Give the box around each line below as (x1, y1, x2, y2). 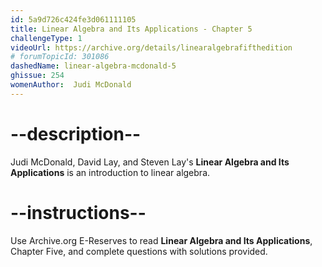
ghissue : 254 (10, 71, 65, 81)
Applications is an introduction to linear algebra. (10, 166, 211, 178)
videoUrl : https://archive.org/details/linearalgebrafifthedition (10, 42, 293, 53)
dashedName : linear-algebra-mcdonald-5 (10, 61, 177, 71)
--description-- (10, 122, 142, 145)
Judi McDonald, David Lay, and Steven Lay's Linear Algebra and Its (10, 156, 290, 168)
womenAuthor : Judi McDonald (10, 80, 132, 90)
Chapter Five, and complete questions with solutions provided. (10, 245, 268, 257)
